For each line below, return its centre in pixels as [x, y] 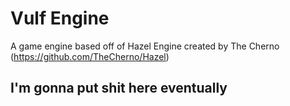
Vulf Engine [60, 18]
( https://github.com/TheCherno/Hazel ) [90, 56]
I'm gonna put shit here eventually [119, 88]
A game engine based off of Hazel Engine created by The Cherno [145, 46]
